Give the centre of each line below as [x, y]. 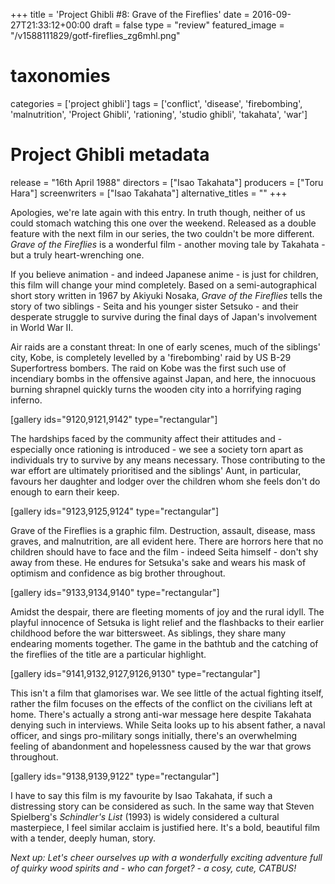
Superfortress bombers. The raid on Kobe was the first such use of [148, 368]
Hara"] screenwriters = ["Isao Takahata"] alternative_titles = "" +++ [149, 193]
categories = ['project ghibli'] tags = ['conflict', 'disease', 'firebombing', [156, 103]
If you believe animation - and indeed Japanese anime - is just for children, [164, 274]
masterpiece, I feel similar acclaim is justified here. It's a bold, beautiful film [165, 827]
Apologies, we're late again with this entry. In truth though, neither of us [158, 212]
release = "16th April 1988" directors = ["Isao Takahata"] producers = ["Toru [167, 182]
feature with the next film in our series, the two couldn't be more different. [162, 233]
